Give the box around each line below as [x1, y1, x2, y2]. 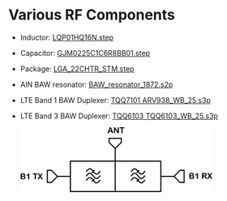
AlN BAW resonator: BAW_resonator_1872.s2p [19, 79, 173, 89]
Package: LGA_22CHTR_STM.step [19, 63, 135, 74]
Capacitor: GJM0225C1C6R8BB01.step [19, 48, 151, 58]
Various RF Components [8, 6, 176, 24]
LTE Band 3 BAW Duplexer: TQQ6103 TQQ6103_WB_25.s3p [19, 111, 219, 121]
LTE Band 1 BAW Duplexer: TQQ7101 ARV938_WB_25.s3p [19, 95, 211, 105]
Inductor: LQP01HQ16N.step [19, 32, 114, 42]
